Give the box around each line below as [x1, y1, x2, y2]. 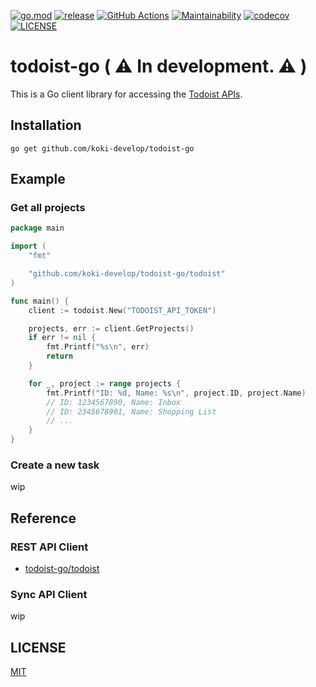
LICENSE [10, 639, 67, 656]
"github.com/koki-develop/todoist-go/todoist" [28, 269, 226, 279]
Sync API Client [10, 587, 88, 601]
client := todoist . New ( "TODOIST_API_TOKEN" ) [28, 305, 217, 315]
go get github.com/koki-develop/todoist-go [10, 143, 195, 154]
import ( [10, 241, 47, 252]
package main [10, 223, 65, 234]
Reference [10, 510, 77, 527]
